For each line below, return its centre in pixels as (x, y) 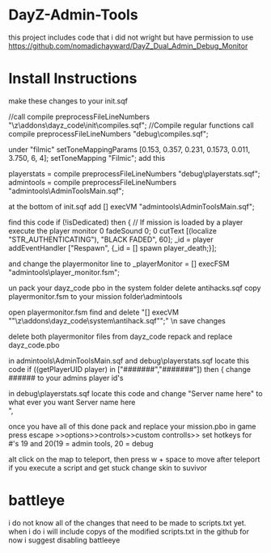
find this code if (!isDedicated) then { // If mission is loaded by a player (126, 222)
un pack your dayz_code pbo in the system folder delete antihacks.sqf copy (135, 288)
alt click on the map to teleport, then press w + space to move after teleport (134, 459)
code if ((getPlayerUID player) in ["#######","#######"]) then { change (129, 369)
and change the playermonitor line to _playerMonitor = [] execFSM (119, 264)
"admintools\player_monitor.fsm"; (64, 272)
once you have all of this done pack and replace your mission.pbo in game (132, 426)
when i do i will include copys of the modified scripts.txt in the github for (129, 531)
